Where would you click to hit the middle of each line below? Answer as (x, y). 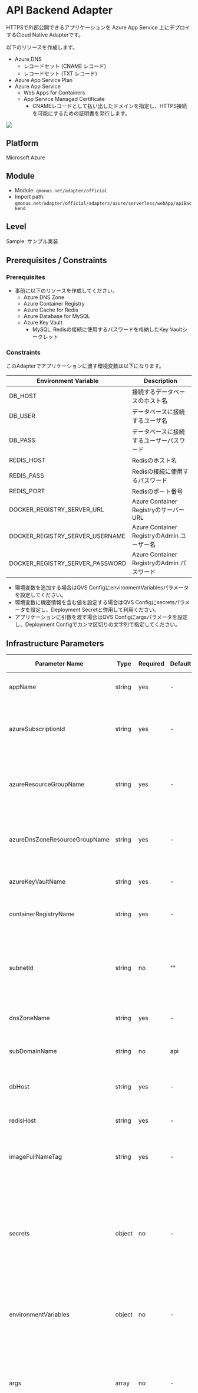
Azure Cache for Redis (51, 310)
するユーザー (150, 441)
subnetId (21, 968)
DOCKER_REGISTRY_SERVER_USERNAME (67, 536)
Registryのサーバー (158, 510)
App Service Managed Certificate (64, 99)
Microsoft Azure (26, 158)
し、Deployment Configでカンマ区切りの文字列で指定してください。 (98, 625)
